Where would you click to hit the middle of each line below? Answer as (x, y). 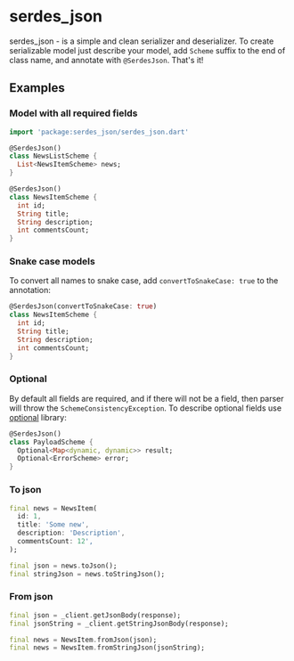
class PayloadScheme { (51, 442)
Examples (37, 88)
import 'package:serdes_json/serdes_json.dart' (99, 132)
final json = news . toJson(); (63, 566)
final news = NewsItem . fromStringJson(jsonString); (107, 648)
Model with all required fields (73, 113)
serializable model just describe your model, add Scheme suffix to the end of (147, 50)
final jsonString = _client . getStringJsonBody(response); (119, 624)
